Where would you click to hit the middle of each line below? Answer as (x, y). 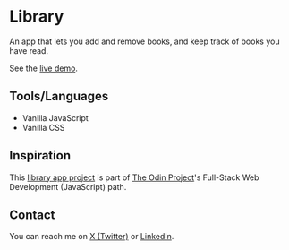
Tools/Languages (59, 96)
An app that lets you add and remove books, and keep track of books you (144, 41)
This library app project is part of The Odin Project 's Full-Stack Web (134, 177)
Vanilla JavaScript (55, 117)
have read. (29, 50)
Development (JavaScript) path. (68, 186)
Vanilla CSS (43, 127)
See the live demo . (44, 68)
